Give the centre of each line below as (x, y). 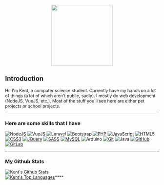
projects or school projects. (33, 106)
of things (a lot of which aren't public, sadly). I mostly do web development (80, 96)
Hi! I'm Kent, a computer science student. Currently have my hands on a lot (81, 90)
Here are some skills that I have (43, 123)
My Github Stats (25, 162)
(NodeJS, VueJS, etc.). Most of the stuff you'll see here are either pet (75, 101)
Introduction (24, 79)
